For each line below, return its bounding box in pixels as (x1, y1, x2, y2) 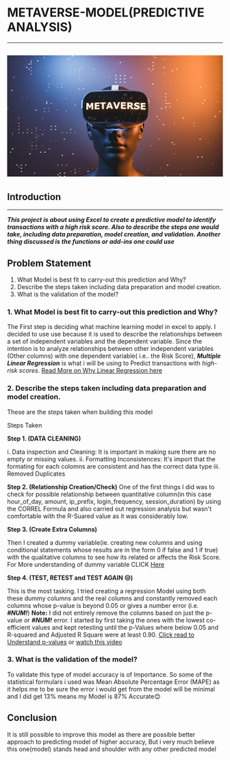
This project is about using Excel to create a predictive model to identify (7, 216, 216, 224)
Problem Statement (7, 257, 92, 269)
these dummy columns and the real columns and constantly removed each (7, 594, 218, 602)
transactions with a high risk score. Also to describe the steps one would (7, 223, 219, 231)
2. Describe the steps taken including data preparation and (7, 384, 207, 393)
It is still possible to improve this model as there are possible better (7, 730, 196, 738)
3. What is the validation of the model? (7, 654, 138, 664)
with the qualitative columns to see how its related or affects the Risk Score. (7, 553, 221, 561)
